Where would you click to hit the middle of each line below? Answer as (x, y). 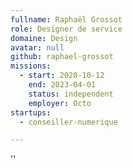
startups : (31, 112)
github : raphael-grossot (62, 57)
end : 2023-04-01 (62, 85)
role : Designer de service (66, 29)
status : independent (71, 94)
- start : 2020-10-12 (62, 76)
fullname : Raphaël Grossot (66, 19)
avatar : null (37, 47)
